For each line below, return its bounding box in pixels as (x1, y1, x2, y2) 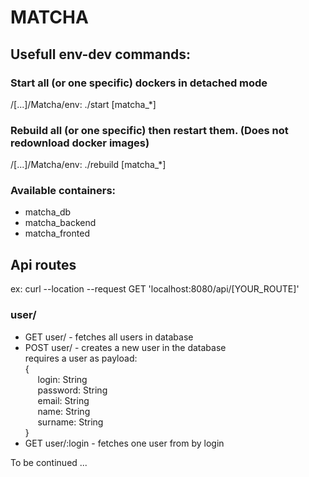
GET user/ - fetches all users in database (24, 331, 194, 343)
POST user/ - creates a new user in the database (24, 341, 227, 353)
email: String (37, 394, 90, 406)
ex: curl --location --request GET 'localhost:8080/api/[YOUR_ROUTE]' (10, 283, 300, 295)
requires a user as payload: (24, 352, 138, 364)
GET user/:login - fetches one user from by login (24, 437, 225, 449)
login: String (37, 373, 88, 385)
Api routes (10, 256, 77, 273)
